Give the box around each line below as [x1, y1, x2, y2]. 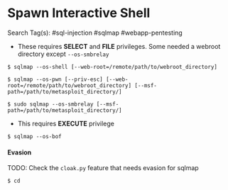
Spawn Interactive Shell [7, 5, 151, 21]
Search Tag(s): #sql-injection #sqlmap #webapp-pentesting [7, 28, 183, 37]
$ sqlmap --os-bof [7, 133, 62, 140]
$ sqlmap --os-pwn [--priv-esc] [7, 76, 103, 83]
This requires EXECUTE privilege [17, 119, 115, 128]
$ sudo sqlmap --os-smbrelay [7, 101, 94, 108]
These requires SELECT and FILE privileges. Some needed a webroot [17, 42, 221, 50]
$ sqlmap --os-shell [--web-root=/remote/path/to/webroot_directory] [7, 63, 218, 70]
